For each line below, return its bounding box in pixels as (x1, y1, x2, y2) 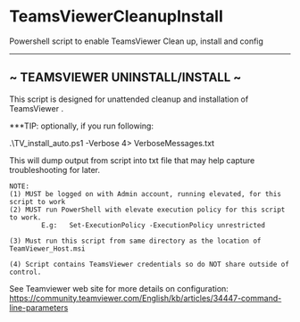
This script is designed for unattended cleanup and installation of (9, 94, 249, 104)
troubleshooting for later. (9, 164, 101, 175)
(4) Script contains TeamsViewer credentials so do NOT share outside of (9, 260, 290, 268)
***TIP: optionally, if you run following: (9, 120, 154, 131)
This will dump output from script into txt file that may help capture (9, 154, 255, 166)
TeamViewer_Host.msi (9, 244, 87, 253)
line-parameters (9, 301, 69, 313)
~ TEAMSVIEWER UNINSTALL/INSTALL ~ (9, 70, 242, 86)
